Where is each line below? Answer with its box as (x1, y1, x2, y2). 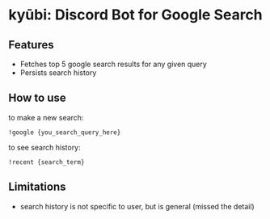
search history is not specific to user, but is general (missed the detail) (19, 201, 255, 211)
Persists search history (19, 68, 97, 78)
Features (8, 38, 54, 52)
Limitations (8, 180, 66, 194)
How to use (8, 91, 66, 105)
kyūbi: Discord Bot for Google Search (8, 6, 263, 24)
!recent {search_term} (8, 158, 85, 166)
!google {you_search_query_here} (8, 128, 121, 137)
